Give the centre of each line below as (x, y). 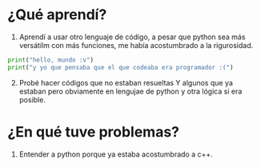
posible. (32, 99)
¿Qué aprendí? (57, 15)
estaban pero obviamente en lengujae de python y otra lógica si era (130, 91)
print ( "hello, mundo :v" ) (50, 60)
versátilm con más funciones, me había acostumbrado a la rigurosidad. (136, 45)
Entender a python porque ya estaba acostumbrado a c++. (116, 154)
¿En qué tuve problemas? (94, 131)
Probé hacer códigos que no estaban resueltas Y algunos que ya (126, 82)
